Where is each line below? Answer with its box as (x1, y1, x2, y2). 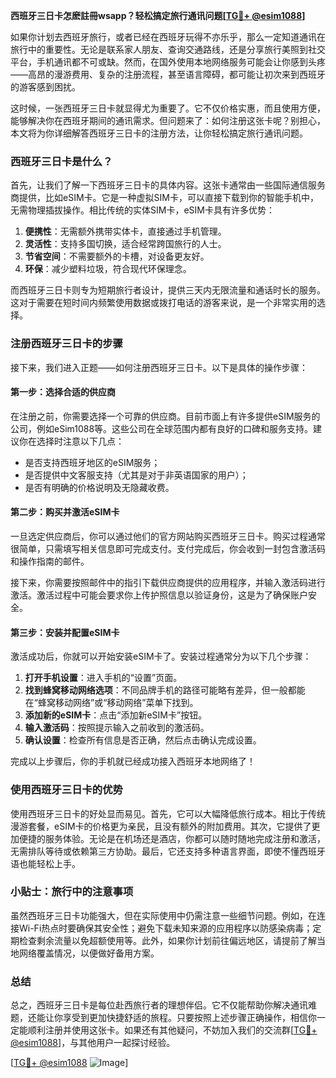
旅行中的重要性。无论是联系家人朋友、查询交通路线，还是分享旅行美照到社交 (10, 44, 326, 55)
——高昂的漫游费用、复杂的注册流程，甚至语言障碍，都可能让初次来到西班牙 (10, 69, 326, 80)
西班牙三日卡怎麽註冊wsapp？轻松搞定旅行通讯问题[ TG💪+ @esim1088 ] (10, 10, 306, 21)
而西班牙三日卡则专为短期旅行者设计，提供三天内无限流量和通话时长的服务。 (10, 284, 326, 296)
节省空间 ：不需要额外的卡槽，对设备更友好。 (24, 250, 210, 263)
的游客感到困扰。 (10, 81, 81, 93)
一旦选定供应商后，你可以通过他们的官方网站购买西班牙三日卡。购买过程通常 (10, 530, 326, 542)
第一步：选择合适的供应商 (10, 386, 116, 398)
